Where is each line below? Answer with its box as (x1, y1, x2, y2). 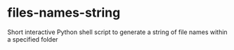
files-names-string (7, 5, 121, 21)
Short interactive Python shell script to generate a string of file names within (7, 28, 228, 36)
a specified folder (7, 35, 58, 43)
